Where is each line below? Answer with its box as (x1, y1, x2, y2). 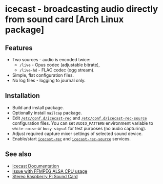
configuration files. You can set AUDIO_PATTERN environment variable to (12, 120, 154, 126)
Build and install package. (12, 104, 64, 111)
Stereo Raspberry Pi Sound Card (12, 173, 78, 179)
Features (5, 44, 33, 52)
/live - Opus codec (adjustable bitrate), (19, 62, 100, 68)
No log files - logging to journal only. (12, 77, 86, 83)
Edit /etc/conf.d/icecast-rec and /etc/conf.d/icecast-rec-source (12, 115, 147, 121)
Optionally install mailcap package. (12, 110, 82, 115)
